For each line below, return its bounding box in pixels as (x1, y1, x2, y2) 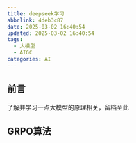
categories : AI (7, 56, 51, 63)
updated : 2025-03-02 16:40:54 (7, 29, 95, 37)
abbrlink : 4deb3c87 (7, 17, 64, 24)
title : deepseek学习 (7, 10, 65, 17)
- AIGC (13, 50, 33, 57)
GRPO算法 (7, 125, 52, 137)
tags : (7, 36, 23, 43)
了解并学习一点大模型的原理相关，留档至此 (7, 103, 129, 112)
